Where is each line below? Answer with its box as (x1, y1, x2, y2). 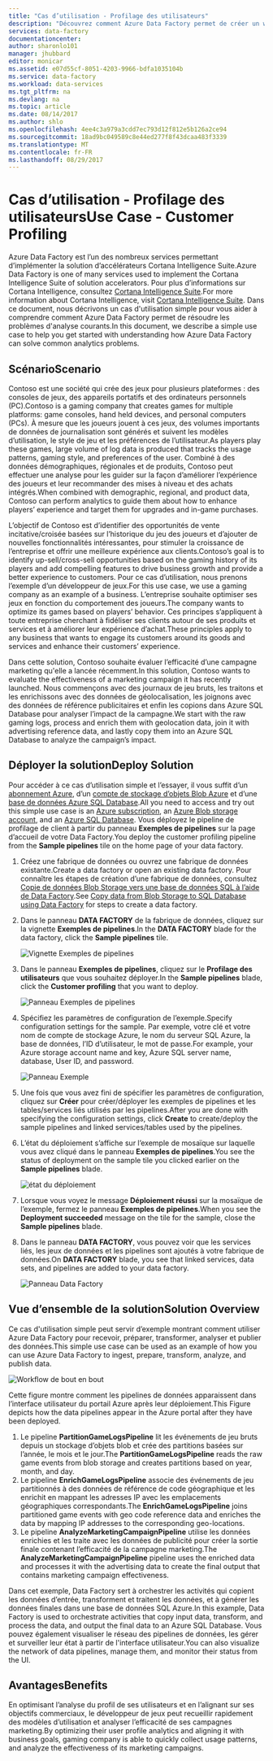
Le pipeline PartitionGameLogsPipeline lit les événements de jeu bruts (19, 1432, 258, 1441)
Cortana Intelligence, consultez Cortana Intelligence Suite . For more (8, 286, 233, 297)
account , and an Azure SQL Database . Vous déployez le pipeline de (8, 814, 235, 824)
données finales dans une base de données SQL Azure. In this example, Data (8, 1603, 265, 1613)
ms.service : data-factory (8, 72, 96, 81)
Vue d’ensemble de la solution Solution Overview (8, 1302, 260, 1316)
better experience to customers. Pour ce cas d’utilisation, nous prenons (8, 573, 248, 582)
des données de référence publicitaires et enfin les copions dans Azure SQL (8, 700, 264, 710)
